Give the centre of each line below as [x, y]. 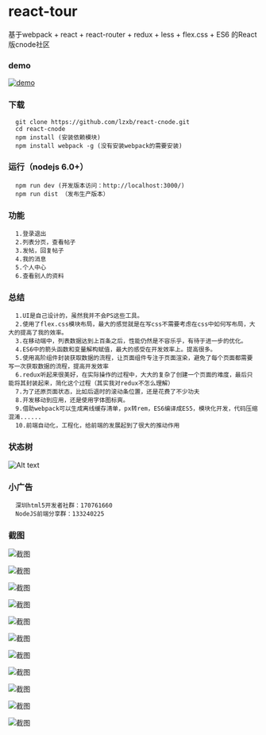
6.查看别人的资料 [40, 277]
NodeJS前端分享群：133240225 [60, 514]
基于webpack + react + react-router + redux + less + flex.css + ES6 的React [133, 34]
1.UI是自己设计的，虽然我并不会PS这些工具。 [79, 316]
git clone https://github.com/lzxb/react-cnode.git [103, 122]
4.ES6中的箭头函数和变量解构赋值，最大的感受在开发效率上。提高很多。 [116, 350]
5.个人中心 [31, 268]
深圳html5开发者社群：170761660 [64, 506]
